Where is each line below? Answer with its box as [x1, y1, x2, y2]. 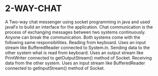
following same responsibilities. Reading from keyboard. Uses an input [5, 39, 146, 45]
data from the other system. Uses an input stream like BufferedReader [5, 60, 145, 66]
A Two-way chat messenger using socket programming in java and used [5, 19, 150, 25]
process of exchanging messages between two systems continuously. [5, 29, 146, 35]
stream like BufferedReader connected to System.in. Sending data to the [5, 45, 150, 50]
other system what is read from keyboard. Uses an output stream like [5, 49, 143, 56]
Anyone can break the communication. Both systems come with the [5, 34, 140, 40]
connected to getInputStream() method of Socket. [5, 65, 105, 71]
